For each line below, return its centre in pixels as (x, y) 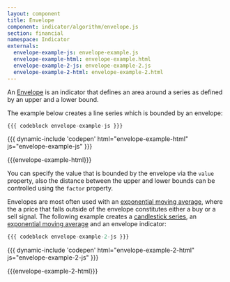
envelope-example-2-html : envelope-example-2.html (89, 72)
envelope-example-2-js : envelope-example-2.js (82, 66)
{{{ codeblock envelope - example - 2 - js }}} (68, 237)
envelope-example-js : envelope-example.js (76, 53)
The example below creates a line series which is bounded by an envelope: (115, 113)
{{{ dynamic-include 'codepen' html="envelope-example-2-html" (101, 250)
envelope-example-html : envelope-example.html (82, 59)
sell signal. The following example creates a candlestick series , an (102, 216)
